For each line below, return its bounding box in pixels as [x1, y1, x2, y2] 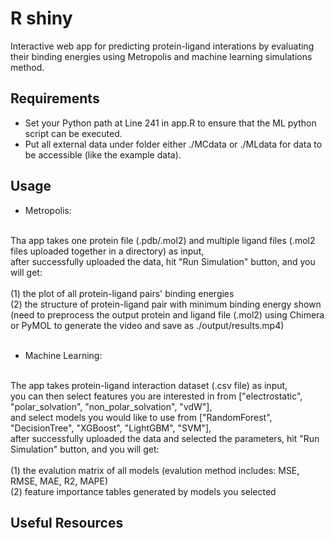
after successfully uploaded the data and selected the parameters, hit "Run [10, 432, 320, 444]
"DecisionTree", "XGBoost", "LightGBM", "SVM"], [10, 422, 212, 434]
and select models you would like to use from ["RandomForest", [10, 411, 273, 423]
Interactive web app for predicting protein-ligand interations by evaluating [10, 40, 315, 52]
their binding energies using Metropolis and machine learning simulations [10, 50, 313, 62]
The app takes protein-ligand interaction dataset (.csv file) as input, [10, 379, 288, 391]
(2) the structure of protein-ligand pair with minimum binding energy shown [10, 298, 322, 310]
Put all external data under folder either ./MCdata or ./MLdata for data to [24, 138, 323, 150]
